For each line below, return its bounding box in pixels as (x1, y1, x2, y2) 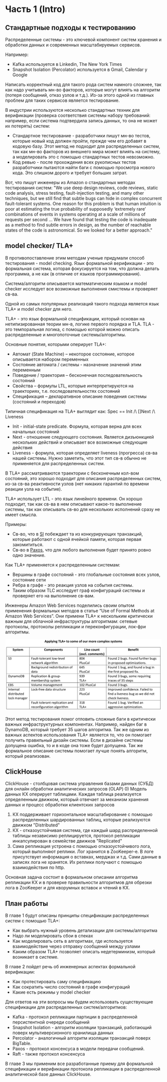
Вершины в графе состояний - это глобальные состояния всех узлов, (12, 571, 161, 577)
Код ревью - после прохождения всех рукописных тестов (12, 159, 136, 165)
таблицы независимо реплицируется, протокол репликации (12, 832, 140, 839)
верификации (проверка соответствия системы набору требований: (5, 112, 151, 118)
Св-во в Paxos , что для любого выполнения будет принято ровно (12, 546, 152, 552)
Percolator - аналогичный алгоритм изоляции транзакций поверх (12, 1035, 151, 1041)
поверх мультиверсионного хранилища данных (12, 1030, 114, 1036)
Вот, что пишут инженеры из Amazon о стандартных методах (5, 180, 136, 185)
